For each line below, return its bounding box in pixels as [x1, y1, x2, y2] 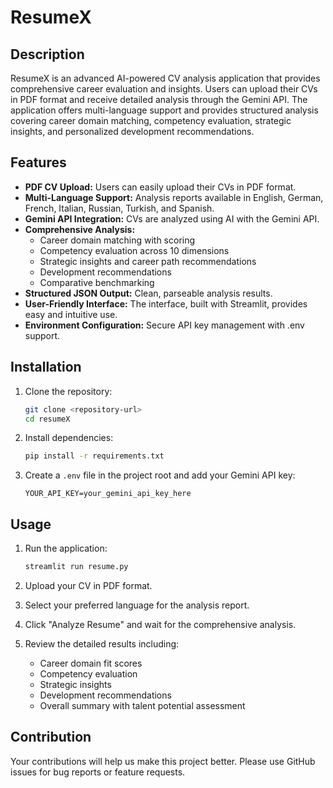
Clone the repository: [24, 385, 113, 397]
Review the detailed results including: [24, 637, 180, 650]
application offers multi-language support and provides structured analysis [10, 104, 319, 116]
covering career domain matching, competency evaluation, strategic [10, 115, 292, 126]
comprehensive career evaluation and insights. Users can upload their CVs [10, 83, 318, 95]
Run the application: [24, 542, 108, 555]
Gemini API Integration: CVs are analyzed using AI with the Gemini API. [24, 212, 320, 225]
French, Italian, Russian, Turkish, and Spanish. [24, 202, 215, 214]
